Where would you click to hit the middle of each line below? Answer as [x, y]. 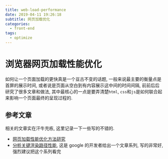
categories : [18, 24]
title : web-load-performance [36, 10]
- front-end [22, 29]
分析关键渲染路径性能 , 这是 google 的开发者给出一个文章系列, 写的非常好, [88, 145]
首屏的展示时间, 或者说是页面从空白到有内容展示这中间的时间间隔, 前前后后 [82, 85]
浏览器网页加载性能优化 [54, 64]
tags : [11, 33]
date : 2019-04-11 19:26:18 [33, 15]
